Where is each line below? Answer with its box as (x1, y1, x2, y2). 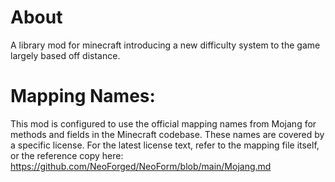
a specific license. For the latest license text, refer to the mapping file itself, (10, 139, 320, 151)
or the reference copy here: (10, 149, 124, 161)
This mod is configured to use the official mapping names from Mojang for (10, 117, 317, 130)
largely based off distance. (10, 49, 121, 61)
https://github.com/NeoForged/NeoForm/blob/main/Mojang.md (10, 160, 272, 172)
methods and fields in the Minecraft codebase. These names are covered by (10, 128, 325, 140)
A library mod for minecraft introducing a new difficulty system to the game (10, 39, 321, 51)
